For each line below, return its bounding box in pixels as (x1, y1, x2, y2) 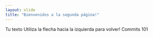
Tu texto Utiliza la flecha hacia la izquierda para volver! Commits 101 (5, 26, 148, 32)
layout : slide (5, 7, 36, 13)
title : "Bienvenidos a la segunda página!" (5, 12, 100, 17)
